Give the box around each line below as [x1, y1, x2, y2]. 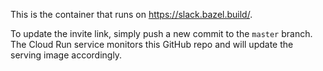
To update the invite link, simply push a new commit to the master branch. [10, 28, 313, 39]
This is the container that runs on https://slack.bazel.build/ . [10, 9, 253, 20]
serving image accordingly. [10, 49, 123, 61]
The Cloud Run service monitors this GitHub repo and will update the [10, 39, 294, 50]
